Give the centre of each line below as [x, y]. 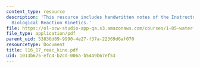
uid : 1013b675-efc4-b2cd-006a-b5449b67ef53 [61, 56]
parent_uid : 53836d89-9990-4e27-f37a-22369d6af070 [70, 39]
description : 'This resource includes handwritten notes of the [87, 17]
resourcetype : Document [36, 45]
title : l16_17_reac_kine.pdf [42, 50]
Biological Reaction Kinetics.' [52, 22]
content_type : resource [36, 12]
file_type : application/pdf [41, 34]
